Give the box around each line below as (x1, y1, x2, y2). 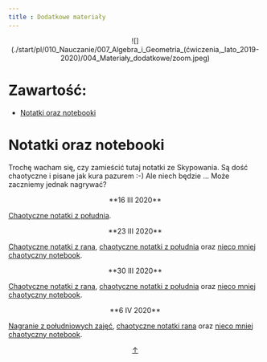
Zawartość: (8, 81, 87, 100)
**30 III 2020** (108, 266, 162, 275)
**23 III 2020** (108, 226, 162, 236)
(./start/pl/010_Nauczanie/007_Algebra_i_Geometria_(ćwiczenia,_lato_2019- (10, 44, 260, 54)
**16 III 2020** (108, 195, 162, 205)
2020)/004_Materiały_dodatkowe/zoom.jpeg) (60, 53, 211, 63)
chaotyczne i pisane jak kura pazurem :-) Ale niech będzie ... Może (8, 171, 230, 181)
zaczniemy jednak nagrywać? (8, 179, 107, 189)
